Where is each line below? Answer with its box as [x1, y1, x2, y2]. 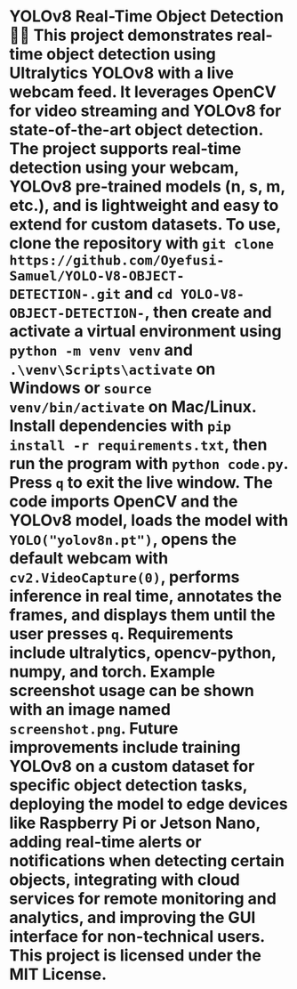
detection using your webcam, [9, 158, 239, 178]
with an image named [9, 700, 172, 720]
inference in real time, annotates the [9, 586, 283, 606]
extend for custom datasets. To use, [9, 215, 282, 235]
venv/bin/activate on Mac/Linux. [9, 397, 257, 417]
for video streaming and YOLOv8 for [9, 101, 282, 121]
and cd [124, 283, 173, 304]
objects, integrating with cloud [9, 870, 240, 890]
